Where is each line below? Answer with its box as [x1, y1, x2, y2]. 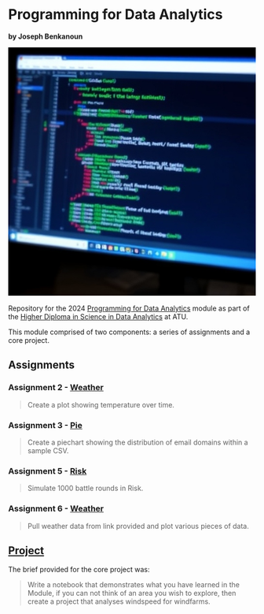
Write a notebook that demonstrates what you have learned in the [27, 580, 240, 590]
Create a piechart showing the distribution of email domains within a [27, 437, 249, 447]
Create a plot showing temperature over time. [27, 400, 175, 409]
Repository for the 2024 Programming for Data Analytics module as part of [8, 303, 250, 313]
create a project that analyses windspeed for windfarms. [27, 597, 211, 606]
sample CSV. [27, 445, 69, 455]
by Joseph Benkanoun [8, 32, 83, 41]
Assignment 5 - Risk [8, 465, 87, 476]
